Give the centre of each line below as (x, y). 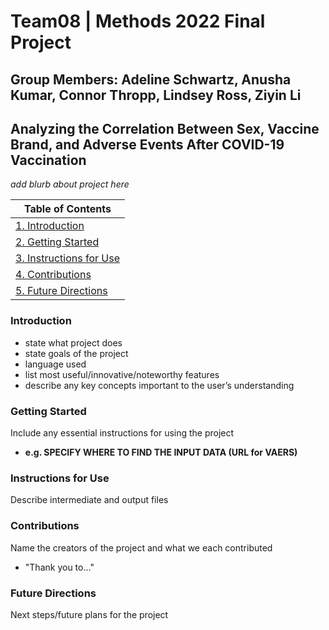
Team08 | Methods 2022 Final (138, 21)
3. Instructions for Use (67, 258)
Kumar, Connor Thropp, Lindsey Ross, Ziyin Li (156, 95)
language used (55, 364)
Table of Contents (67, 209)
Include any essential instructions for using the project (122, 432)
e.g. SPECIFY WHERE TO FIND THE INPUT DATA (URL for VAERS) (161, 452)
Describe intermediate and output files (89, 500)
